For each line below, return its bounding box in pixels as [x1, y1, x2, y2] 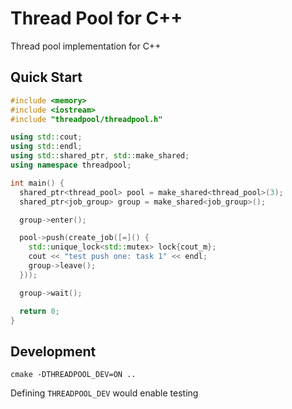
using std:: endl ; [10, 142, 83, 152]
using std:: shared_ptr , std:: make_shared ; [10, 151, 190, 161]
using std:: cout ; [10, 132, 83, 142]
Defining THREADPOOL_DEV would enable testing [10, 387, 199, 399]
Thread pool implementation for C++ [10, 40, 162, 52]
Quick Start [10, 69, 83, 86]
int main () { [10, 178, 65, 188]
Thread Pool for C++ [10, 7, 183, 30]
